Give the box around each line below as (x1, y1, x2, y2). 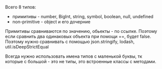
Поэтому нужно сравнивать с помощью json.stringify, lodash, (5, 39, 135, 45)
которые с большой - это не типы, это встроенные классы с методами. (5, 59, 157, 64)
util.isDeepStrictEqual (5, 44, 49, 49)
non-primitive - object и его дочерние (12, 19, 90, 24)
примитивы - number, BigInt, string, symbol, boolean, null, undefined (12, 14, 154, 19)
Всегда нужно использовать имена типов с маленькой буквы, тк (5, 53, 142, 59)
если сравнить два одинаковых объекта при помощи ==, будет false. (5, 34, 152, 39)
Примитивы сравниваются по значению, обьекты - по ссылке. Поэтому (5, 28, 157, 34)
